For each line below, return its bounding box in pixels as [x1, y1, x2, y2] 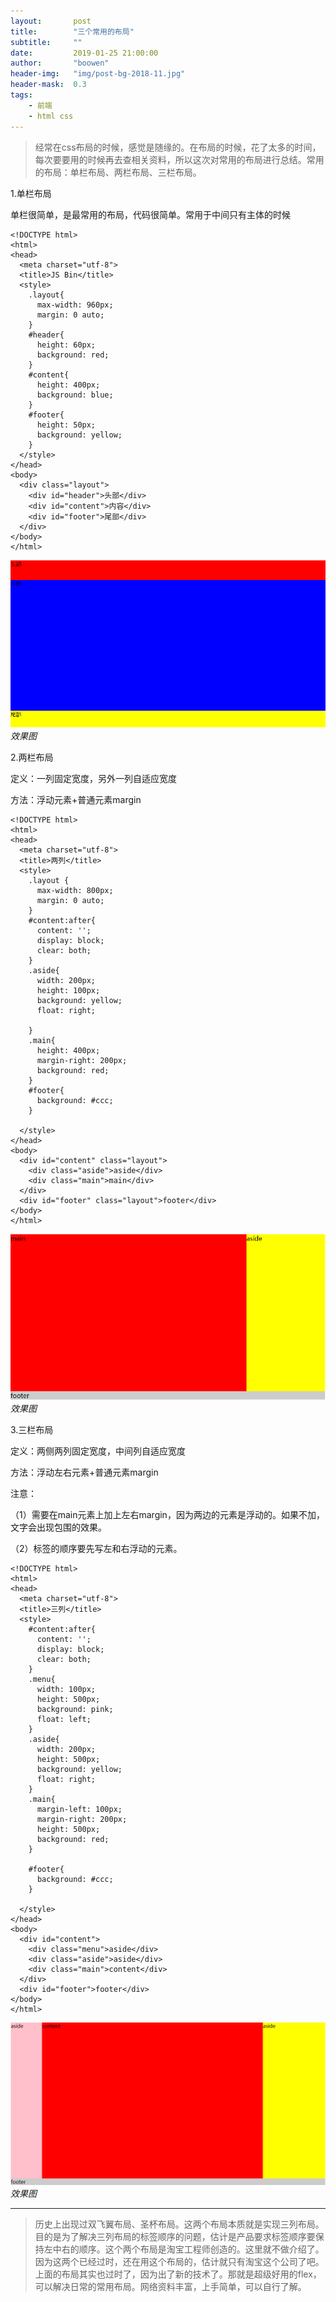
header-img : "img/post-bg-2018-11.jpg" [10, 69, 186, 79]
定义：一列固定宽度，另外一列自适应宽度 [10, 773, 177, 785]
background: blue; [36, 390, 114, 400]
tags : [10, 90, 33, 100]
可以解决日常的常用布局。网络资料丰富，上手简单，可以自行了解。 [34, 2281, 307, 2293]
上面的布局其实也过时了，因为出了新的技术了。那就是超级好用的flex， [34, 2268, 322, 2280]
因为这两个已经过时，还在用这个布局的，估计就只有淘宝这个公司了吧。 [34, 2256, 325, 2268]
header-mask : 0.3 [10, 80, 87, 90]
